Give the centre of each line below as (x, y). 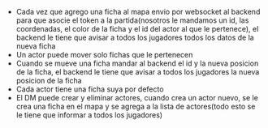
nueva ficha (36, 46)
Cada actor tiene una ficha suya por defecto (90, 89)
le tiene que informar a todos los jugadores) (89, 115)
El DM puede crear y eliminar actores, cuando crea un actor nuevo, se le (137, 98)
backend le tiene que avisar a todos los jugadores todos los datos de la (135, 37)
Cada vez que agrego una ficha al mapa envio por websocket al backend (138, 12)
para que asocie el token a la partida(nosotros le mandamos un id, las (132, 20)
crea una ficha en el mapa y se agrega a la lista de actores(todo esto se (136, 106)
